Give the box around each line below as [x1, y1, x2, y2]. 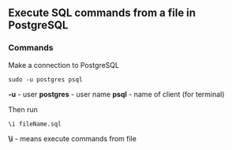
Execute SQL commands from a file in [8, 6, 196, 20]
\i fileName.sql [8, 120, 62, 128]
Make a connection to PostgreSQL [8, 60, 120, 69]
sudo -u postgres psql [8, 75, 83, 84]
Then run [8, 104, 38, 114]
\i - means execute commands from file [8, 133, 137, 143]
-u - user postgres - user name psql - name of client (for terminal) [8, 89, 225, 99]
